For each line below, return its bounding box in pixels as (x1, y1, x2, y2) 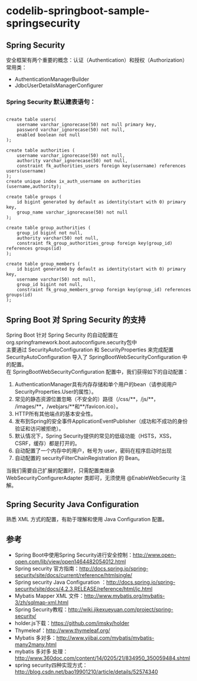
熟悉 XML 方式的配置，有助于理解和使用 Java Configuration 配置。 (6, 515, 168, 522)
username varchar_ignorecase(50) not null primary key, (17, 122, 157, 128)
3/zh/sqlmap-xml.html (14, 598, 69, 606)
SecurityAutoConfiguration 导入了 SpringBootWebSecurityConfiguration (6, 354, 181, 361)
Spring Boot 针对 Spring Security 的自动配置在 (6, 331, 119, 338)
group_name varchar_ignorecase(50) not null (17, 209, 128, 216)
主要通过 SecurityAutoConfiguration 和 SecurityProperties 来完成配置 (6, 346, 174, 353)
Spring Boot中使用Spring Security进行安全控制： (14, 551, 133, 558)
